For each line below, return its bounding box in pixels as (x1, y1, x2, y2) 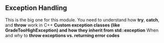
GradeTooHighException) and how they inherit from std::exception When (5, 27, 159, 33)
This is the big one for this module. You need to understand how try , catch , (5, 17, 160, 22)
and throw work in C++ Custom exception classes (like (5, 22, 120, 28)
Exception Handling (5, 4, 67, 12)
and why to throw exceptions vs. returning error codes (5, 32, 120, 38)
